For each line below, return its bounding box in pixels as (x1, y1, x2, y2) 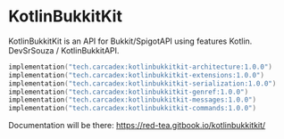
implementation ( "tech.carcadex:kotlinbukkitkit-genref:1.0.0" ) (8, 87, 249, 96)
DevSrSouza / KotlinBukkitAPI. (8, 45, 120, 55)
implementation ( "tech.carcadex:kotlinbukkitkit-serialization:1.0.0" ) (8, 78, 277, 88)
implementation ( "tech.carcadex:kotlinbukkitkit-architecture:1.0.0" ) (8, 62, 273, 71)
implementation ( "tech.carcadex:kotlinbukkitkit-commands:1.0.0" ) (8, 104, 256, 113)
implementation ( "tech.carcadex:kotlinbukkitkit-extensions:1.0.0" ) (8, 70, 265, 79)
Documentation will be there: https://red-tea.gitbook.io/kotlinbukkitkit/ (8, 120, 266, 131)
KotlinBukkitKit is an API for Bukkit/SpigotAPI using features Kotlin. (8, 36, 253, 46)
